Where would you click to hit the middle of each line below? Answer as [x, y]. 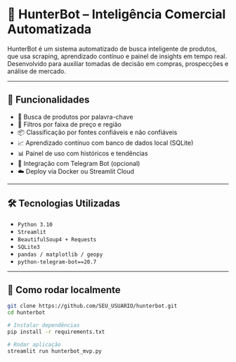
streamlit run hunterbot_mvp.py [54, 351]
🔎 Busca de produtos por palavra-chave [75, 117]
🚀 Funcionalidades [48, 100]
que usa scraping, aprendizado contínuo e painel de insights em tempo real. [117, 56]
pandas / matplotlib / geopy [60, 254]
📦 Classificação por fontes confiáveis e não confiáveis [97, 132]
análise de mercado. [37, 71]
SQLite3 [28, 247]
